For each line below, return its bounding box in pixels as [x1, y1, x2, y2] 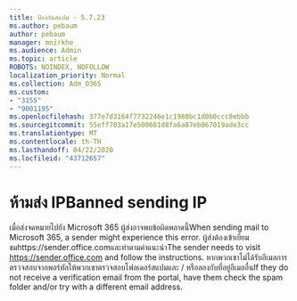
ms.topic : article [9, 54, 78, 63]
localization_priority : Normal [9, 71, 126, 80]
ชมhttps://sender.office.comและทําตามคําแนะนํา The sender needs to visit [9, 242, 261, 253]
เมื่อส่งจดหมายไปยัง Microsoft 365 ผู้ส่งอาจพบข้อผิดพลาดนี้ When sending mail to [9, 222, 269, 232]
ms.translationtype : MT [9, 129, 98, 138]
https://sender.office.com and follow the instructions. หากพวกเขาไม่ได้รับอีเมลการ [9, 252, 288, 263]
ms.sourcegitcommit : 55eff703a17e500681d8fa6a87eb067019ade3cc [9, 121, 250, 130]
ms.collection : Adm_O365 [9, 79, 102, 88]
